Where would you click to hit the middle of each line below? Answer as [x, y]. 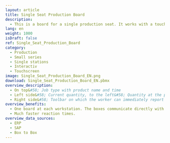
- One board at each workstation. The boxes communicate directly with [87, 109]
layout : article [22, 10]
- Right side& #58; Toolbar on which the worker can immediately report [87, 99]
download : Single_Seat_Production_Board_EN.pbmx [57, 81]
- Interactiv [24, 66]
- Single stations [29, 62]
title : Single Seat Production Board [45, 15]
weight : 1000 [19, 33]
